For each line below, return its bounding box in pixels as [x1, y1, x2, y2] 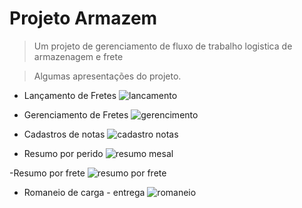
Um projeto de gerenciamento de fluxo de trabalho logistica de [33, 40, 293, 52]
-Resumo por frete [9, 167, 86, 179]
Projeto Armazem [9, 7, 158, 30]
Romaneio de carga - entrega [23, 186, 146, 198]
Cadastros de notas [23, 128, 106, 140]
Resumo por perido [23, 147, 104, 159]
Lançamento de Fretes [23, 89, 117, 101]
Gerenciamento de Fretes [23, 108, 129, 121]
